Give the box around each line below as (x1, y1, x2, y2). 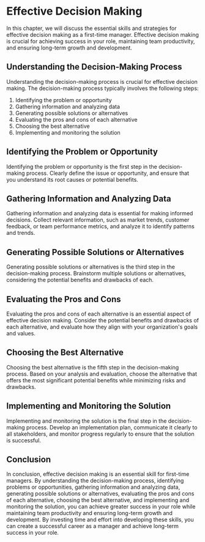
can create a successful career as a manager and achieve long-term (6, 522, 179, 530)
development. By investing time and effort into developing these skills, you (6, 516, 194, 524)
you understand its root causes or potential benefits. (6, 176, 139, 183)
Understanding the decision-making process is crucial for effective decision (6, 78, 198, 85)
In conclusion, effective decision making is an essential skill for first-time (6, 470, 190, 478)
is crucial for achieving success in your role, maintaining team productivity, (6, 37, 195, 45)
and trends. (6, 229, 35, 237)
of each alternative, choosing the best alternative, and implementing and (6, 497, 190, 504)
